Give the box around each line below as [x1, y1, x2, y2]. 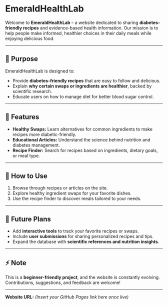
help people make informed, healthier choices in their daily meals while [5, 30, 151, 36]
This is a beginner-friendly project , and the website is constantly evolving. [5, 274, 160, 280]
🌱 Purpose [5, 54, 38, 63]
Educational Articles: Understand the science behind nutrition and [12, 136, 151, 142]
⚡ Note [5, 258, 26, 267]
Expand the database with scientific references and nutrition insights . [12, 238, 159, 245]
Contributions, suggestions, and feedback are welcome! [5, 279, 121, 285]
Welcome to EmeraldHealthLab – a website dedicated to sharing [5, 19, 138, 25]
